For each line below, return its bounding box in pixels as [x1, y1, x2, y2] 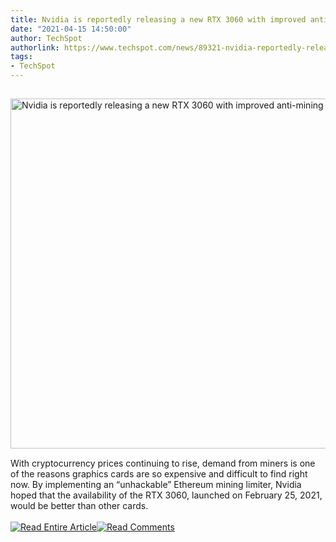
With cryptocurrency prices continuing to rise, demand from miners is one [10, 457, 316, 469]
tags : [10, 52, 33, 62]
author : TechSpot [10, 33, 83, 43]
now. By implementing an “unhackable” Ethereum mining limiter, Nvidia [10, 479, 302, 490]
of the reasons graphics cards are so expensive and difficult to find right [10, 468, 308, 480]
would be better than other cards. [10, 500, 149, 511]
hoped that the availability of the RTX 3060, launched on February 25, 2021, [10, 489, 323, 501]
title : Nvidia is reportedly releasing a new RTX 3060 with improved [10, 14, 307, 25]
